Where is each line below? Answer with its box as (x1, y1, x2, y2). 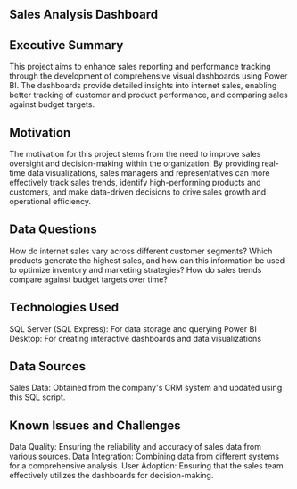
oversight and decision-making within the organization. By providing (9, 158, 260, 169)
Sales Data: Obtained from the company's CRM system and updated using (9, 383, 283, 394)
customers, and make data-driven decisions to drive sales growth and (9, 186, 267, 197)
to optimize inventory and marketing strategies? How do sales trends (9, 264, 262, 275)
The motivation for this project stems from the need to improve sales (9, 149, 261, 160)
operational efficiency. (9, 196, 92, 207)
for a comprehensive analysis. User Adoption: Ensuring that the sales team (9, 460, 284, 471)
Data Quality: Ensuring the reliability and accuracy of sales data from (9, 442, 261, 452)
